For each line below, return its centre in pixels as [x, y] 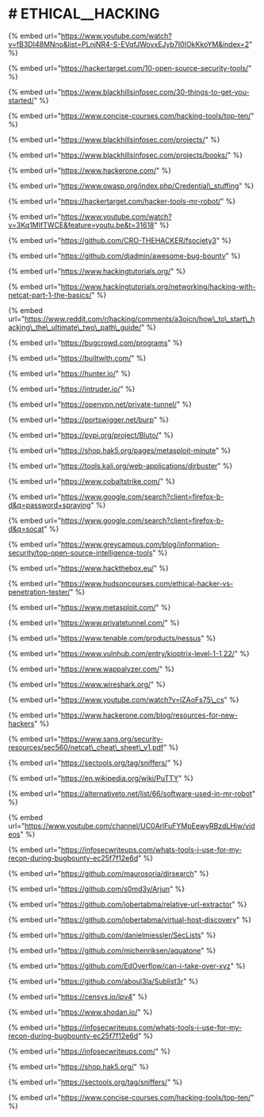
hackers [21, 723]
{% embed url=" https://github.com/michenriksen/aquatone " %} [112, 950]
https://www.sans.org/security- [112, 739]
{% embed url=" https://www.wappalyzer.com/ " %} [91, 669]
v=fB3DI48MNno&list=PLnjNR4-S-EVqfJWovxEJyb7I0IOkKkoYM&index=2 [129, 44]
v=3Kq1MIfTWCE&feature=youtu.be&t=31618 [81, 225]
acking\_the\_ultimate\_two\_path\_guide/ [75, 327]
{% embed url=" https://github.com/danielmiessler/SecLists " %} [112, 935]
